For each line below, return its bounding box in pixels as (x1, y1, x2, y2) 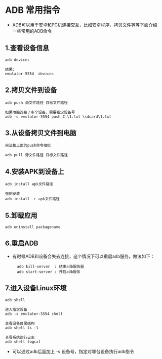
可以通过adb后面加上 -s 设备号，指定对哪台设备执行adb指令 (12, 348, 134, 354)
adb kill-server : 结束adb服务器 (17, 264, 84, 269)
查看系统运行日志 (5, 335, 35, 340)
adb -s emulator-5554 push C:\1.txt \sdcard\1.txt (5, 114, 112, 119)
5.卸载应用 (5, 211, 38, 220)
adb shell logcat (5, 339, 41, 344)
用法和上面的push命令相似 (5, 143, 51, 148)
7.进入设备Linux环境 (5, 284, 67, 292)
